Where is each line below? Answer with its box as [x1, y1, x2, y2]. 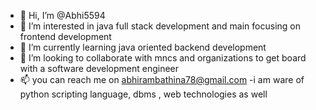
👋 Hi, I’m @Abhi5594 [19, 10, 106, 21]
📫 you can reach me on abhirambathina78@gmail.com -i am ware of [19, 74, 305, 85]
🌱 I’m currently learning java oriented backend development [19, 41, 267, 53]
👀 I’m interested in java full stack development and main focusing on [19, 20, 301, 32]
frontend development [19, 31, 112, 42]
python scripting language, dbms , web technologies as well [19, 88, 268, 100]
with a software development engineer [19, 63, 180, 74]
